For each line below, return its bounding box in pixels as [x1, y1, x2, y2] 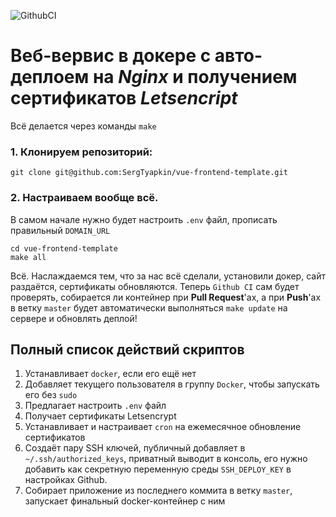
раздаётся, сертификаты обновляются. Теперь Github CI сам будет [10, 280, 300, 292]
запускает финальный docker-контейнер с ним [24, 495, 226, 507]
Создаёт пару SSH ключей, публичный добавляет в [24, 442, 246, 454]
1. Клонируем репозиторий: [10, 145, 153, 159]
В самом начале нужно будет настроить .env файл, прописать [10, 213, 278, 225]
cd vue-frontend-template [10, 243, 118, 254]
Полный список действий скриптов [10, 341, 245, 358]
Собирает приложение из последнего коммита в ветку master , [24, 485, 293, 497]
